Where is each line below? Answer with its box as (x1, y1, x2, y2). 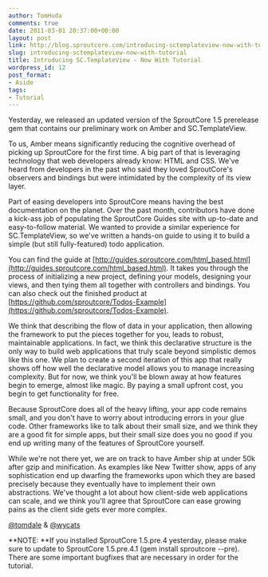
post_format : (8, 71, 52, 79)
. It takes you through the (166, 263, 249, 273)
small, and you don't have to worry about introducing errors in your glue (8, 413, 245, 423)
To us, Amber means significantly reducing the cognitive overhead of (8, 139, 235, 148)
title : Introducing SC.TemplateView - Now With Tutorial (8, 57, 202, 65)
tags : (8, 85, 26, 94)
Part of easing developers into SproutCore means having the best (8, 197, 224, 207)
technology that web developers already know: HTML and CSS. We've (8, 156, 239, 166)
